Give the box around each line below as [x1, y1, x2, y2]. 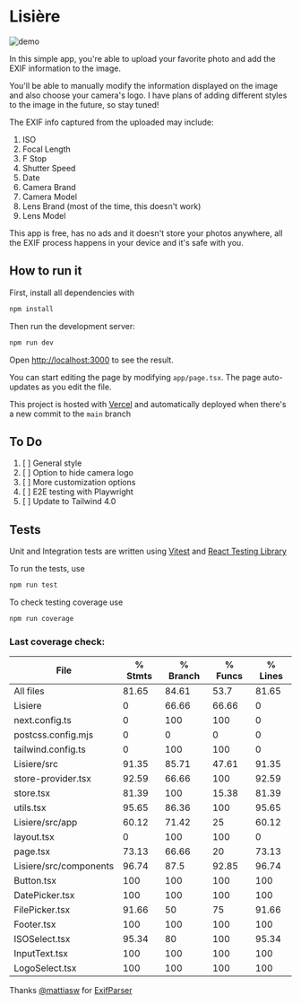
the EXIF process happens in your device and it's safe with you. [9, 237, 244, 248]
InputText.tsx [13, 947, 69, 960]
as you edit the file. [41, 381, 112, 392]
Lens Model [21, 210, 66, 221]
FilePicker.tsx [13, 904, 71, 916]
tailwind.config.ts [13, 743, 87, 755]
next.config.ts [13, 714, 72, 727]
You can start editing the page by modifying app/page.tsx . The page [9, 371, 262, 382]
